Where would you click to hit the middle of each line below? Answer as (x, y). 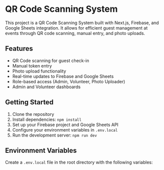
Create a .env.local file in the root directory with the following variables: (79, 162)
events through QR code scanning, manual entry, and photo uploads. (75, 33)
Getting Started (29, 102)
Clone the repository (33, 114)
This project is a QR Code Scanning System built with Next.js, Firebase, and (82, 23)
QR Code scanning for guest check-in (51, 61)
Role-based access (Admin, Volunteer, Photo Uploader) (69, 81)
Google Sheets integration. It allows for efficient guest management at (76, 28)
